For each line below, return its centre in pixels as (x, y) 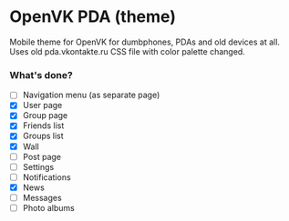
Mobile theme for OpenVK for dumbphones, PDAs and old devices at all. (145, 42)
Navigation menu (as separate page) (91, 95)
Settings (38, 166)
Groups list (43, 136)
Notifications (46, 177)
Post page (42, 156)
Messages (42, 197)
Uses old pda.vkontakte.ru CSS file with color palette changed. (128, 51)
